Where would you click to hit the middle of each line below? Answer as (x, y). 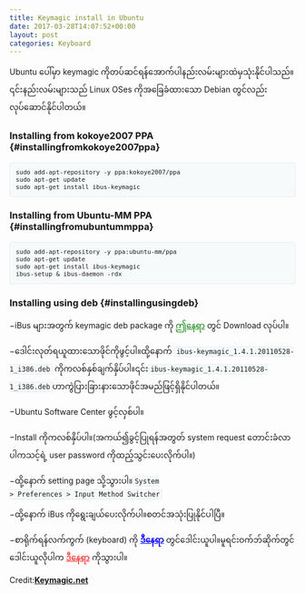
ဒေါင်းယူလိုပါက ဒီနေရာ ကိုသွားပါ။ (69, 558)
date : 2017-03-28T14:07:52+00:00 (73, 26)
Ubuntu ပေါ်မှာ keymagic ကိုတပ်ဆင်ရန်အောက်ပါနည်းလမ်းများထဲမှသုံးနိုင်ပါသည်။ (152, 72)
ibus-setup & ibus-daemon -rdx (69, 274)
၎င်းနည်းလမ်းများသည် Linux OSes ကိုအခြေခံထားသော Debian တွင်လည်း (138, 90)
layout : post (34, 35)
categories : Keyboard (50, 43)
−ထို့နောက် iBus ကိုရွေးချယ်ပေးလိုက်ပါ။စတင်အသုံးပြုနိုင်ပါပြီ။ (117, 514)
